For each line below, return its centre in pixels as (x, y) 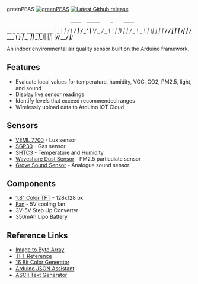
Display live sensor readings (50, 94)
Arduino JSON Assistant (45, 269)
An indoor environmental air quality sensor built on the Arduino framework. (98, 49)
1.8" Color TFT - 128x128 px (49, 198)
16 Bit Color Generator (42, 262)
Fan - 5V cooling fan (40, 204)
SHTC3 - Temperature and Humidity (59, 152)
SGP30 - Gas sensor (40, 146)
